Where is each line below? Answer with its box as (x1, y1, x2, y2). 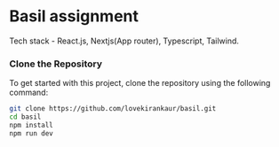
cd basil (9, 112, 42, 121)
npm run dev (9, 128, 53, 138)
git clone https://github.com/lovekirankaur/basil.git (9, 104, 217, 113)
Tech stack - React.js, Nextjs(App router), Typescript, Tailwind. (9, 35, 240, 46)
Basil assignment (9, 6, 139, 27)
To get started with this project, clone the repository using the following (9, 78, 271, 89)
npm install (9, 120, 53, 129)
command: (9, 87, 49, 98)
